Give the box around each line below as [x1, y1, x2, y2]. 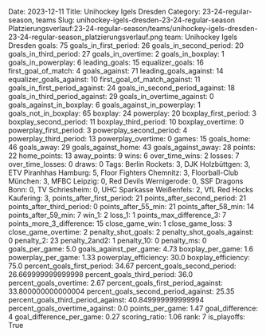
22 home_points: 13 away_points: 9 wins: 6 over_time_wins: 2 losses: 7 [8, 151, 240, 160]
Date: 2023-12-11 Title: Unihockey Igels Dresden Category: [8, 7, 201, 16]
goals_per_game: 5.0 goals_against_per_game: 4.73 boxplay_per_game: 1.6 [8, 244, 253, 254]
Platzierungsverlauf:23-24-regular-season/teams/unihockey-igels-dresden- [8, 24, 258, 33]
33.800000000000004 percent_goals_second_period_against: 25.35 [8, 287, 235, 296]
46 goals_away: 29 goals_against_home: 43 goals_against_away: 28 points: [8, 143, 256, 152]
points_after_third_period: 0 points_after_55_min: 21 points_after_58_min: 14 [8, 202, 255, 211]
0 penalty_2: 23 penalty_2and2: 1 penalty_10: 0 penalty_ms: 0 [8, 235, 207, 245]
